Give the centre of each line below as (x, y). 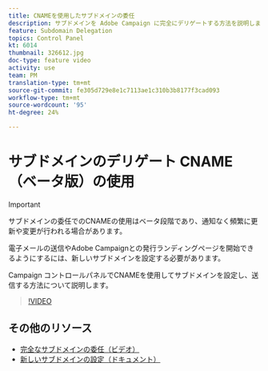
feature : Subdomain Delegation (60, 30)
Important (24, 204)
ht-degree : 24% (34, 113)
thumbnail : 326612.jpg (46, 53)
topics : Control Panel (46, 38)
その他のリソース (50, 328)
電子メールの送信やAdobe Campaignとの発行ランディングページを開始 (124, 248)
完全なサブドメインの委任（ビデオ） (80, 349)
